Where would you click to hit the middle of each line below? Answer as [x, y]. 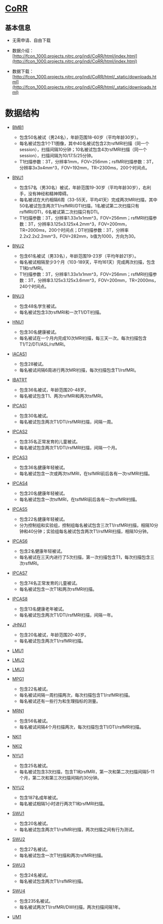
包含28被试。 [33, 364]
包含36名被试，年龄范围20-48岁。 [54, 389]
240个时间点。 [34, 286]
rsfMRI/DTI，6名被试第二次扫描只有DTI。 [61, 212]
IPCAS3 [20, 457]
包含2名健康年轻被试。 [42, 551]
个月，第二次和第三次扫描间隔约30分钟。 [61, 777]
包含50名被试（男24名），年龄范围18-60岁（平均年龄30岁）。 [80, 137]
